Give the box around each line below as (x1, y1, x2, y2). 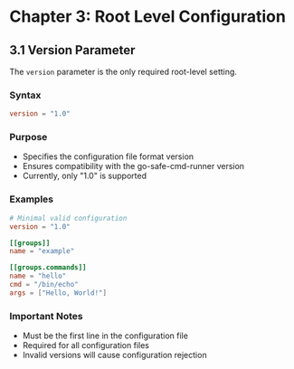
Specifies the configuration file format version (22, 151, 194, 162)
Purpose (9, 131, 48, 144)
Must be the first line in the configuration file (22, 330, 188, 341)
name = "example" (9, 247, 75, 256)
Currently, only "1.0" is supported (22, 170, 147, 182)
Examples (9, 193, 54, 205)
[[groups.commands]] (9, 263, 88, 272)
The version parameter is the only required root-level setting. (9, 66, 238, 77)
